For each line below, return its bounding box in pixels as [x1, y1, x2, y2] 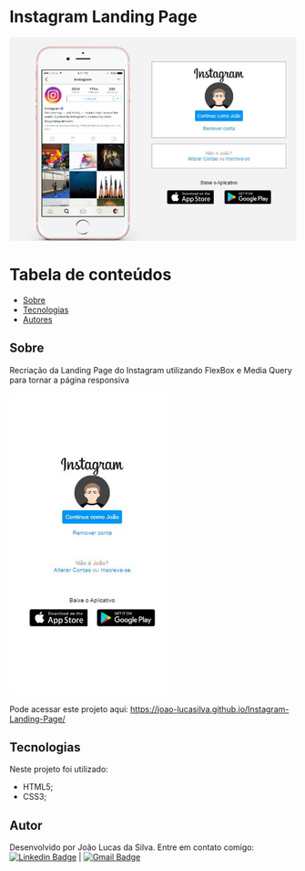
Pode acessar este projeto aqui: [9, 703, 129, 714]
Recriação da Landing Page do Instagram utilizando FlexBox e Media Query [9, 364, 293, 375]
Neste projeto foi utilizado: [9, 764, 109, 775]
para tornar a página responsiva [9, 374, 129, 385]
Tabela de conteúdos [9, 265, 172, 285]
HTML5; [22, 782, 54, 792]
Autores [22, 313, 53, 325]
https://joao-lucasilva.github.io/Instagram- [130, 703, 290, 714]
